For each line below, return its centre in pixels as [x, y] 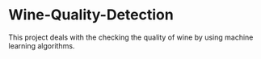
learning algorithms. [42, 45]
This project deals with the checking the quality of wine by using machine [131, 37]
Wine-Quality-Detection [91, 15]
